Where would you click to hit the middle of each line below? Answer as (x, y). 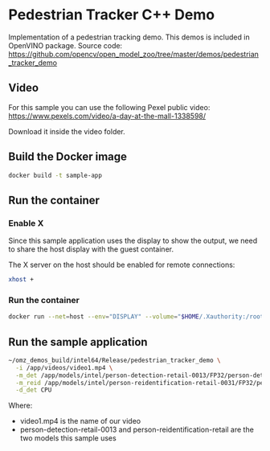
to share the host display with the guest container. (91, 249)
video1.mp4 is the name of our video (80, 421)
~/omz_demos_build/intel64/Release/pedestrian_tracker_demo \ (115, 360)
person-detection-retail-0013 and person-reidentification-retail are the (137, 430)
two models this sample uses (68, 438)
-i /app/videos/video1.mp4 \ (64, 367)
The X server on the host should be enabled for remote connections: (122, 265)
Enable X (26, 223)
